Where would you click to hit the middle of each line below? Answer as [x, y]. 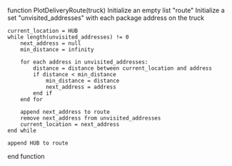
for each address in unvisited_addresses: [84, 62]
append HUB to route [38, 143]
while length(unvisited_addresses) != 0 [69, 37]
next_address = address [81, 87]
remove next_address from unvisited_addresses [91, 118]
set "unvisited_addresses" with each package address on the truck [106, 18]
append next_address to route [65, 112]
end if [43, 93]
